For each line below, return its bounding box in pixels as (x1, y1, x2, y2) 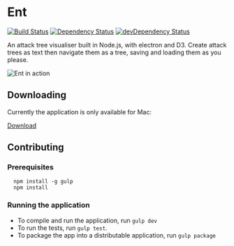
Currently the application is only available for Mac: (7, 107, 152, 116)
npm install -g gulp (13, 178, 73, 185)
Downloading (7, 89, 66, 101)
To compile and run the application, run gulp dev (17, 216, 157, 224)
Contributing (7, 141, 64, 153)
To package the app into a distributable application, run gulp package (17, 231, 217, 239)
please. (7, 55, 29, 63)
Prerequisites (7, 162, 54, 172)
